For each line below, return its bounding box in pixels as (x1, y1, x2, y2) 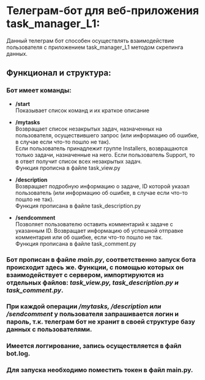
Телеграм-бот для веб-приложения (6, 4, 199, 18)
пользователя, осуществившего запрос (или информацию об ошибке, (15, 131, 199, 139)
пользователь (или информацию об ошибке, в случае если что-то (15, 189, 188, 196)
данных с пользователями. (6, 325, 92, 334)
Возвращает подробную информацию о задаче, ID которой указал (15, 182, 190, 190)
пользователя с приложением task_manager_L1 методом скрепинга (6, 44, 184, 51)
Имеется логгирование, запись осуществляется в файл (6, 341, 182, 350)
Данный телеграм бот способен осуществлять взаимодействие (6, 37, 174, 44)
